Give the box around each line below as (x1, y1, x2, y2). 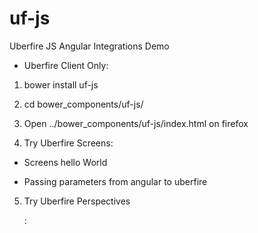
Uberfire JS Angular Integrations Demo (9, 40, 170, 52)
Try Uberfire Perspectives (23, 195, 131, 207)
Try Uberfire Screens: (23, 137, 114, 149)
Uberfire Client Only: (23, 59, 109, 71)
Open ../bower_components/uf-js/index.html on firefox (23, 117, 249, 129)
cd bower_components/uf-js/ (23, 98, 144, 110)
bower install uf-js (23, 78, 99, 91)
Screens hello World (23, 156, 108, 168)
